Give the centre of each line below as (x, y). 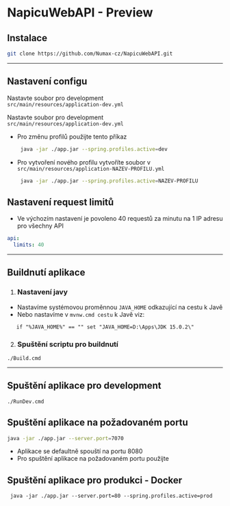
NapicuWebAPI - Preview (80, 13)
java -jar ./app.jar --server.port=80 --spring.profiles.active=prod (111, 496)
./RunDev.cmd (26, 401)
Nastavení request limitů (61, 202)
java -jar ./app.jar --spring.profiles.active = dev (94, 149)
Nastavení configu (47, 81)
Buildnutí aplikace (46, 273)
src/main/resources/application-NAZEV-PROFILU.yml (91, 169)
